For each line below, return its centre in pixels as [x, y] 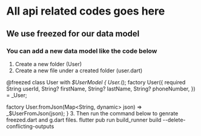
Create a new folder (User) [48, 64]
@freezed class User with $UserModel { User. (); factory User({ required [96, 82]
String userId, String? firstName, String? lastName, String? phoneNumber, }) [101, 89]
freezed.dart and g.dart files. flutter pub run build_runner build [84, 120]
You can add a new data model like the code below [82, 51]
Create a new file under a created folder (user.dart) [79, 70]
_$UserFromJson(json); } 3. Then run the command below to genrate [92, 113]
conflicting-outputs [30, 126]
